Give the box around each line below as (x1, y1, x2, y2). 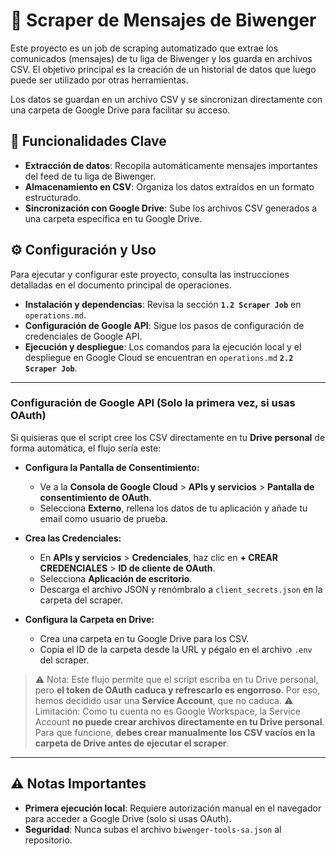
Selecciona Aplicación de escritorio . (39, 572, 193, 584)
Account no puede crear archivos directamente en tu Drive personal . (34, 715, 325, 728)
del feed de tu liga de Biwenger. (24, 170, 157, 182)
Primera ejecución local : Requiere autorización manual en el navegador (24, 802, 322, 814)
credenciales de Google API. (24, 330, 143, 342)
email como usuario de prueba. (39, 512, 169, 524)
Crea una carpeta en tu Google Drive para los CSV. (39, 632, 250, 644)
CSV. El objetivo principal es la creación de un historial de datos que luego (10, 63, 317, 75)
